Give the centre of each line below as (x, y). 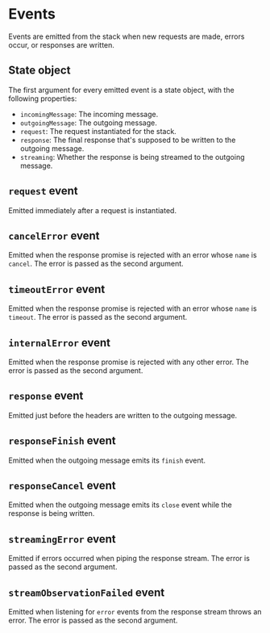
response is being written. (52, 514)
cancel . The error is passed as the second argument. (96, 264)
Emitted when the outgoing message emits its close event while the (120, 505)
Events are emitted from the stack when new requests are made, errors (127, 36)
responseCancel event (62, 486)
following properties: (43, 99)
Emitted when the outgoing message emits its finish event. (107, 460)
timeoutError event (57, 289)
